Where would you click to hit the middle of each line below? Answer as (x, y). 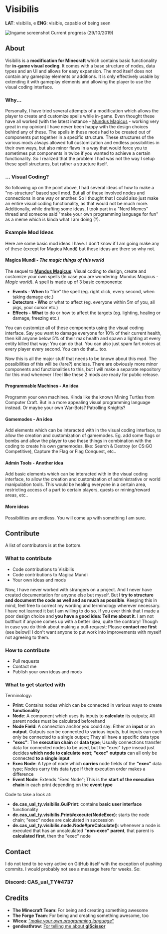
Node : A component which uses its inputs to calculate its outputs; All (83, 716)
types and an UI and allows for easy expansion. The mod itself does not (79, 71)
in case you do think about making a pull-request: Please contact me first (81, 627)
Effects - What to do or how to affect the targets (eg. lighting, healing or (86, 313)
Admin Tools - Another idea (34, 463)
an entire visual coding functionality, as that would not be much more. (77, 204)
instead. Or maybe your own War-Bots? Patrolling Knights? (65, 408)
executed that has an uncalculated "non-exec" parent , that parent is (83, 831)
